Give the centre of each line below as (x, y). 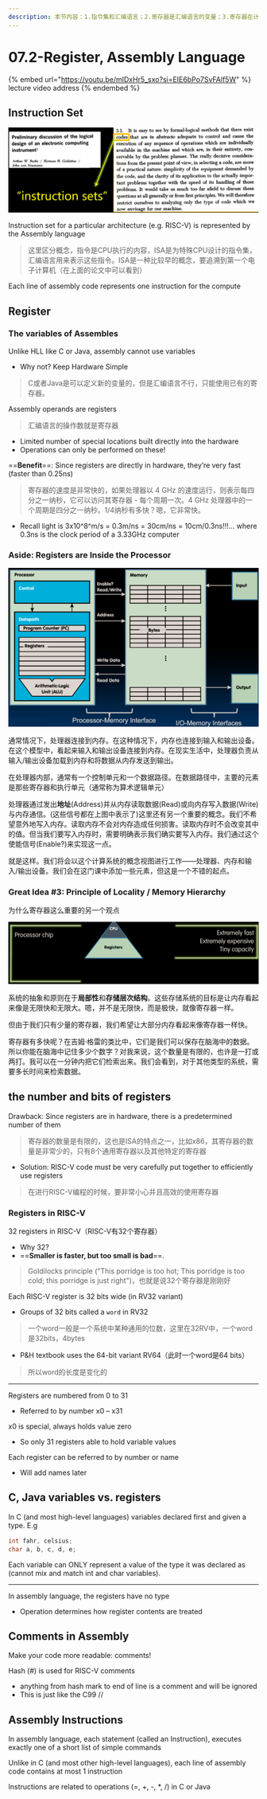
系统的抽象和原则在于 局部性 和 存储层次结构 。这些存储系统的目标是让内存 (126, 997)
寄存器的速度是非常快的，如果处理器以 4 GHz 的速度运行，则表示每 (137, 490)
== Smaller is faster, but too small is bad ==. (92, 1255)
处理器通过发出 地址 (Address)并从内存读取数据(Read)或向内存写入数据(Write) (133, 804)
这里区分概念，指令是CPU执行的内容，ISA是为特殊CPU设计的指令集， (142, 250)
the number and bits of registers (90, 1097)
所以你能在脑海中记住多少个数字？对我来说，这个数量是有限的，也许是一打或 (133, 1051)
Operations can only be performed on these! (93, 449)
